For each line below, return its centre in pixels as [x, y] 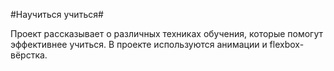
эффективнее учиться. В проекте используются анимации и [139, 44]
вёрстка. [29, 55]
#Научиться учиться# [57, 14]
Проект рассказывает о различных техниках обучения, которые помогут [167, 33]
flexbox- [287, 44]
